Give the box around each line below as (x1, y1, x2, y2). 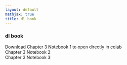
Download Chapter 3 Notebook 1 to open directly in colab (5, 44, 122, 50)
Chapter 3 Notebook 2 (5, 49, 51, 55)
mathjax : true (5, 12, 35, 17)
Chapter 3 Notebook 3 (5, 54, 51, 60)
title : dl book (5, 16, 37, 21)
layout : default (5, 7, 39, 12)
